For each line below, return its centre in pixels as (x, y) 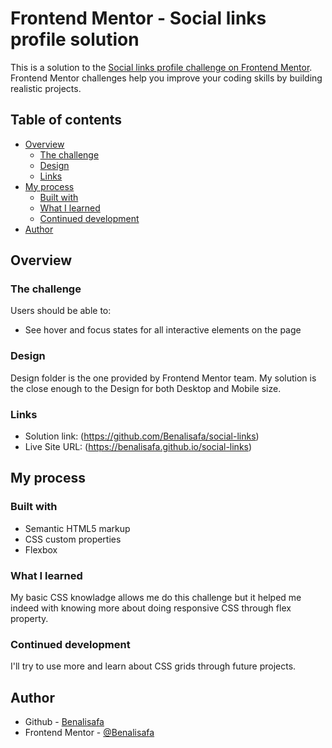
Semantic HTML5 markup (77, 528)
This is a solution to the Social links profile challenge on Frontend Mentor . (161, 67)
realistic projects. (46, 88)
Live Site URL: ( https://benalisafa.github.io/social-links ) (138, 447)
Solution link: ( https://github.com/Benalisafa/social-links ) (142, 436)
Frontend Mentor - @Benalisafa (89, 733)
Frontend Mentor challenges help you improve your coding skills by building (166, 78)
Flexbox (41, 549)
